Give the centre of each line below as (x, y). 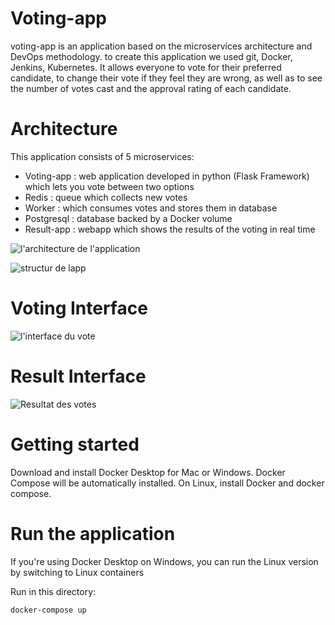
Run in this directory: (53, 591)
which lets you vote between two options (109, 186)
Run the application (93, 533)
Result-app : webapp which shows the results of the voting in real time (170, 229)
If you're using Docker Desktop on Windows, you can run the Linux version (164, 561)
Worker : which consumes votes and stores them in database (151, 208)
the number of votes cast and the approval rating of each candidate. (151, 88)
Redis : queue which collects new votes (106, 197)
